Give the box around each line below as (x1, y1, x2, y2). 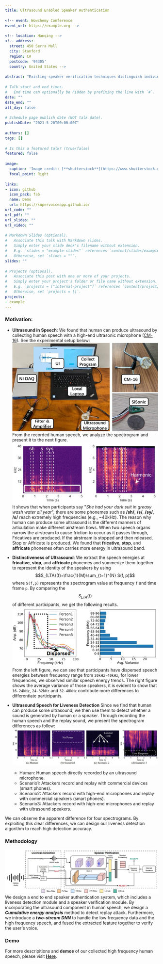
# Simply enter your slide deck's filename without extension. (5, 243, 140, 248)
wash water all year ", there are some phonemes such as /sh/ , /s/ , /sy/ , (12, 509, 154, 515)
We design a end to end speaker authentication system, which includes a (5, 894, 151, 900)
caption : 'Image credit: (9, 166, 60, 171)
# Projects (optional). (5, 269, 53, 274)
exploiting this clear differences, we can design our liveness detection (5, 820, 145, 827)
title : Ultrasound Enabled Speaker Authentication (5, 8, 110, 13)
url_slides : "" (5, 217, 36, 223)
